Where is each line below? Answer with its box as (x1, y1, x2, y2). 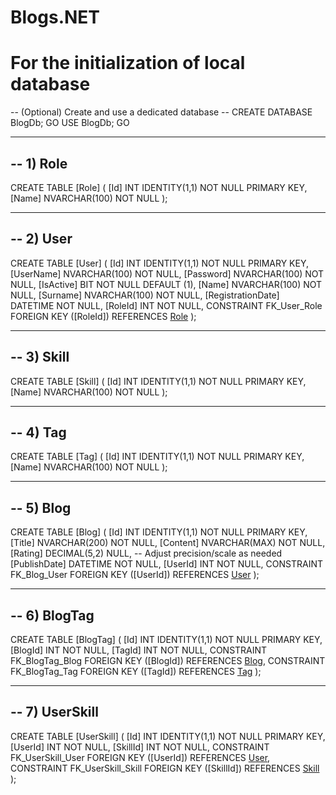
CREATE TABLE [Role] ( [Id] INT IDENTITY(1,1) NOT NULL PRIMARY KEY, (10, 181, 308, 193)
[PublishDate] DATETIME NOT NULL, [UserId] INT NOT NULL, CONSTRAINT (10, 558, 323, 570)
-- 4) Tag (10, 424, 67, 441)
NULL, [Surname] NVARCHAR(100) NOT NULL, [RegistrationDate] (10, 289, 280, 301)
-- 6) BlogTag (10, 607, 95, 624)
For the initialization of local (10, 52, 246, 75)
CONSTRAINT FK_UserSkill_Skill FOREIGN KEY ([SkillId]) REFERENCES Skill (10, 762, 320, 774)
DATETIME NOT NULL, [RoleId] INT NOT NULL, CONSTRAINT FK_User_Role (10, 299, 323, 311)
